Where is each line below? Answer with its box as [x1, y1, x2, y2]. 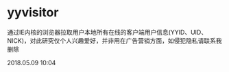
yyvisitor [7, 5, 59, 20]
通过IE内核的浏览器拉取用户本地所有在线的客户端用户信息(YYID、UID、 [7, 28, 208, 36]
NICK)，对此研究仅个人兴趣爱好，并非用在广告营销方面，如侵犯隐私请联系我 [7, 36, 223, 45]
